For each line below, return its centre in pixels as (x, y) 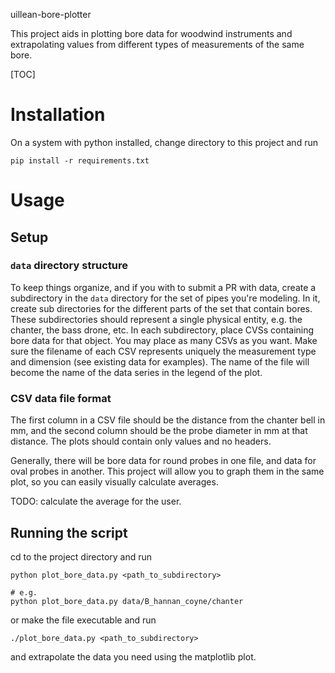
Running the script (69, 532)
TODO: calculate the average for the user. (96, 501)
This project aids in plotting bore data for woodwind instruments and (151, 33)
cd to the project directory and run (81, 556)
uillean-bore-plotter (51, 14)
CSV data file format (61, 398)
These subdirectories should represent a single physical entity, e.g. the (156, 319)
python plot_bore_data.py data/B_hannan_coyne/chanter (127, 601)
